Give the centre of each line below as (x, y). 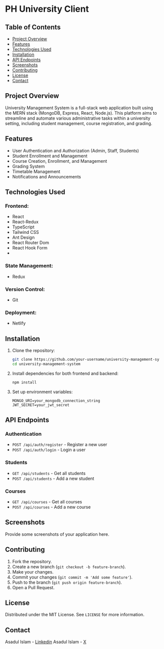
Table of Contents (33, 27)
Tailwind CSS (25, 232)
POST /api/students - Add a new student (53, 478)
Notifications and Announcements (47, 176)
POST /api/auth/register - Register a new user (60, 445)
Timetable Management (36, 171)
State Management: (29, 266)
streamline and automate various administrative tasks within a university (78, 118)
